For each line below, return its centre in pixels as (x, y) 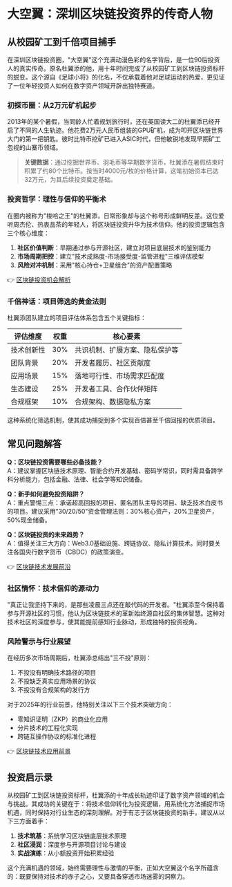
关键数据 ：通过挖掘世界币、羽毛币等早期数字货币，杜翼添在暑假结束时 (124, 162)
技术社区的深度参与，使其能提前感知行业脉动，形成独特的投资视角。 (104, 622)
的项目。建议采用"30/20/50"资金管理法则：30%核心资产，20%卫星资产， (113, 511)
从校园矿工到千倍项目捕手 (61, 42)
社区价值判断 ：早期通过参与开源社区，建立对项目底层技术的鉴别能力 (114, 248)
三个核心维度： (28, 233)
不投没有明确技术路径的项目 (57, 673)
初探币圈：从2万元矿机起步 (52, 105)
